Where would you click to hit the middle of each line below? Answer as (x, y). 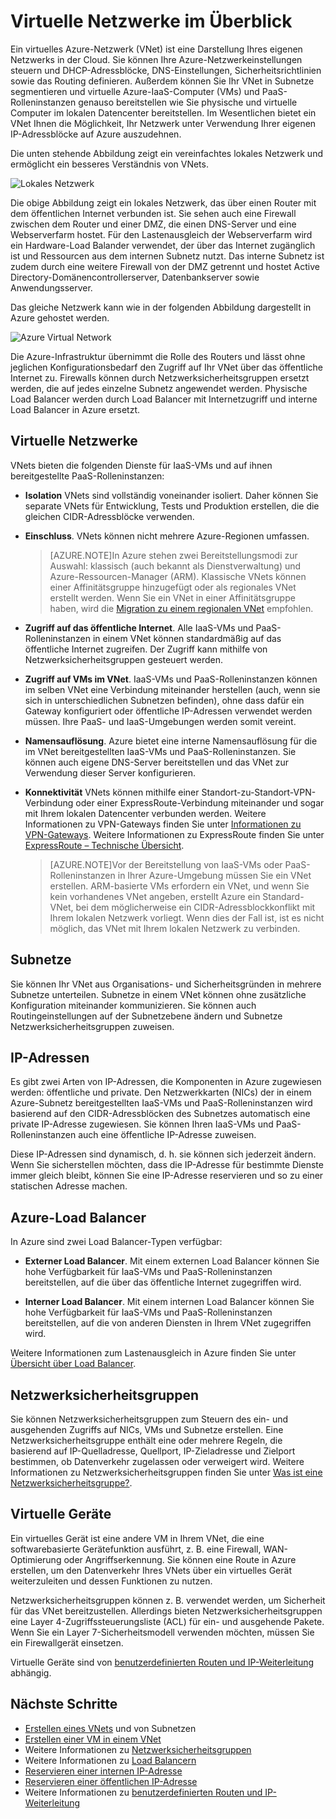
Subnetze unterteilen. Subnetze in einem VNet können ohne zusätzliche (158, 994)
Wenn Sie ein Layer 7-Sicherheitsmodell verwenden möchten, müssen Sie (162, 1632)
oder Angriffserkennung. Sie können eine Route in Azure (180, 1559)
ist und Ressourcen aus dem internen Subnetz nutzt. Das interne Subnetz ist (167, 256)
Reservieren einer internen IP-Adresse (103, 1771)
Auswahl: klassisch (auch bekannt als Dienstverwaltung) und (175, 566)
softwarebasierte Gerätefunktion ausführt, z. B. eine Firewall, (136, 1549)
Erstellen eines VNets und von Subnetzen (110, 1728)
